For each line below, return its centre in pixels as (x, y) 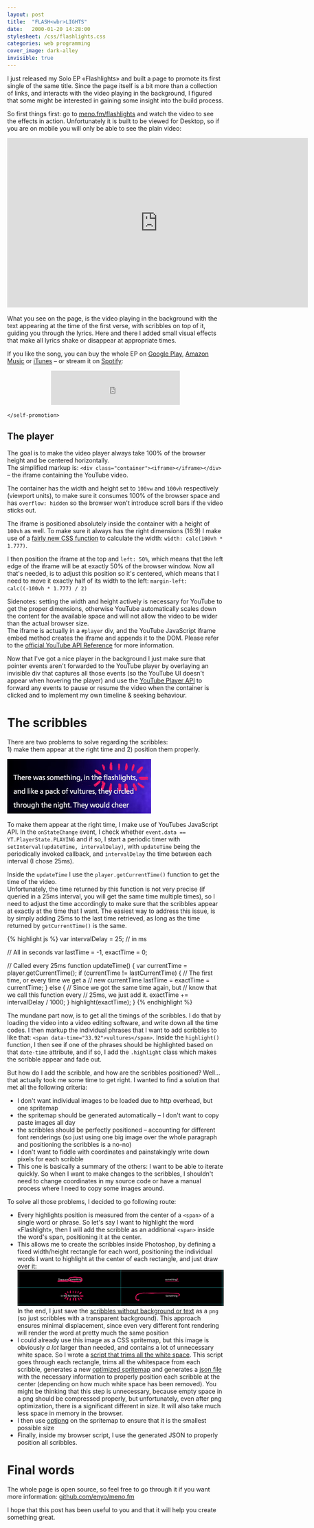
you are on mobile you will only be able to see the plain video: (94, 128)
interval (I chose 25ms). (41, 861)
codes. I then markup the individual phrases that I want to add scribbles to (112, 1030)
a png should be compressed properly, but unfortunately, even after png (119, 1399)
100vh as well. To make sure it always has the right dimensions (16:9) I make (114, 530)
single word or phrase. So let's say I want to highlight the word (105, 1222)
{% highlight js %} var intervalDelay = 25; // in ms (77, 938)
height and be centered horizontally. (58, 460)
